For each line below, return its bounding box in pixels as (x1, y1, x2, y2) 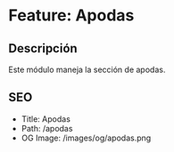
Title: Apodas (21, 113, 70, 124)
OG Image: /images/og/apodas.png (21, 132, 152, 143)
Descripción (8, 41, 78, 56)
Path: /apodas (21, 123, 73, 133)
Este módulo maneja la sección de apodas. (8, 64, 166, 75)
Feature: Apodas (8, 5, 135, 26)
